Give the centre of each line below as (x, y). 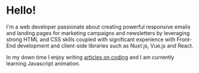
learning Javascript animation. (43, 64)
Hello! (21, 10)
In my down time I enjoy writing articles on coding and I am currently (90, 57)
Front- (184, 39)
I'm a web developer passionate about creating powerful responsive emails (98, 27)
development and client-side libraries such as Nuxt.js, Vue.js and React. (105, 46)
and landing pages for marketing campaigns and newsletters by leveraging (98, 33)
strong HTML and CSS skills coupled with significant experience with (91, 39)
